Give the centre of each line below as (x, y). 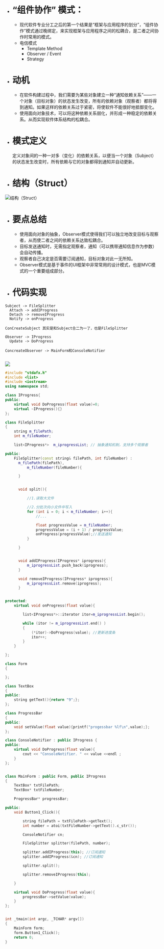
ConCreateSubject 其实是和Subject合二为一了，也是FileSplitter (67, 328)
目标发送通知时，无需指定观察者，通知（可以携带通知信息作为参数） (88, 246)
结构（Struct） (42, 183)
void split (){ (33, 489)
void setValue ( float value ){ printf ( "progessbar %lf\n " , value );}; (82, 727)
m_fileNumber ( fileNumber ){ (54, 467)
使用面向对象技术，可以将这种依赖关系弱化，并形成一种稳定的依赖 (86, 113)
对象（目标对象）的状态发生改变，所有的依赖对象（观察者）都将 (88, 101)
